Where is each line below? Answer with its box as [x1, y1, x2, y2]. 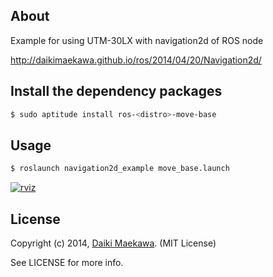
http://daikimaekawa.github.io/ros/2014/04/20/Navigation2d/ [10, 54, 262, 66]
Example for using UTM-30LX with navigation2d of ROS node [10, 34, 264, 46]
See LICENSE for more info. [10, 257, 124, 268]
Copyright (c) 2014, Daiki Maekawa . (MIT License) [10, 237, 217, 249]
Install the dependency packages [10, 83, 223, 100]
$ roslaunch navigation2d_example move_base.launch [10, 164, 230, 174]
